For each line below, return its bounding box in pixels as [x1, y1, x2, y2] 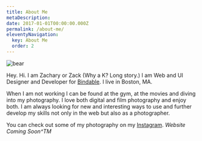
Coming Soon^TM [6, 128, 52, 135]
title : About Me [6, 9, 48, 15]
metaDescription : [6, 15, 51, 21]
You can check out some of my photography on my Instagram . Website [6, 121, 185, 128]
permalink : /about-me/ [6, 26, 64, 32]
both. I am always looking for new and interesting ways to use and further [6, 103, 192, 110]
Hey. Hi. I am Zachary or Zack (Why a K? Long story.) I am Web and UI [6, 71, 184, 79]
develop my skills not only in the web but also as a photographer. [6, 109, 170, 117]
